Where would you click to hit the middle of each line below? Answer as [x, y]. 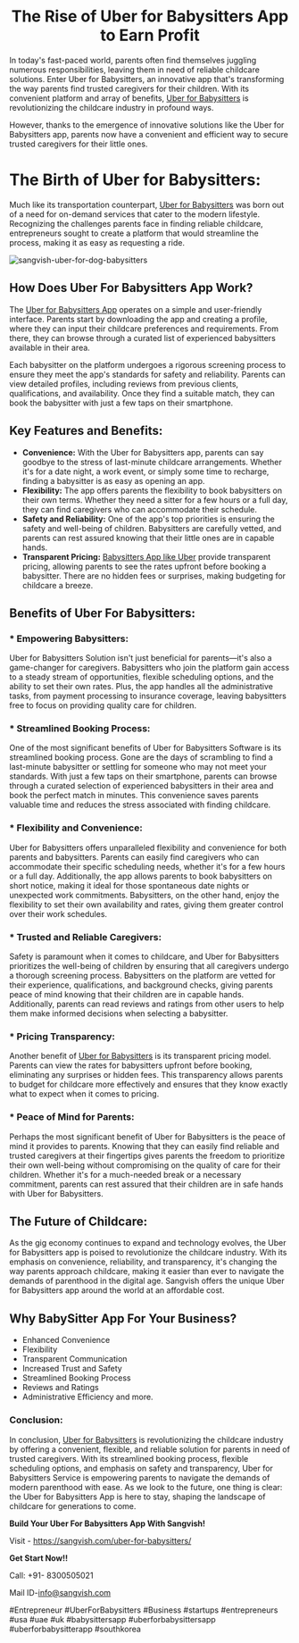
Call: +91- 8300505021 [51, 1575]
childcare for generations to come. [73, 1505]
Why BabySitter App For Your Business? [123, 1318]
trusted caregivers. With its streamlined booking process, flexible [129, 1458]
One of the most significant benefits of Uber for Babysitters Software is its [145, 748]
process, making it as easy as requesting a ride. [97, 242]
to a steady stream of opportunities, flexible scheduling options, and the [141, 677]
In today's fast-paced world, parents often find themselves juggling [133, 60]
